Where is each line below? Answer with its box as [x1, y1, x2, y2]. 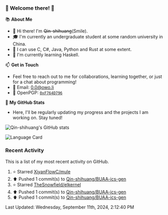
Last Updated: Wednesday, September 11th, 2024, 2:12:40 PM [5, 204, 134, 210]
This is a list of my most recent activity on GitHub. [5, 158, 109, 164]
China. [12, 41, 26, 47]
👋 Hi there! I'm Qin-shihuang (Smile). [12, 28, 88, 34]
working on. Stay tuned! [12, 115, 63, 121]
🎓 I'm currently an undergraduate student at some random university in [12, 34, 163, 40]
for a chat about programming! [12, 79, 77, 85]
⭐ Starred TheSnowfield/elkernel [12, 182, 81, 188]
